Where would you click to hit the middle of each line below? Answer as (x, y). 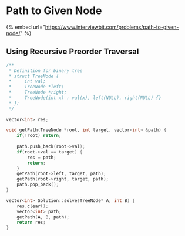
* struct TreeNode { (34, 76)
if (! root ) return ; (39, 136)
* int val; (27, 81)
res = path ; (42, 157)
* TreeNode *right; (38, 93)
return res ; (31, 223)
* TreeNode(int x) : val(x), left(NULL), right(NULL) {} (85, 98)
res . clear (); (33, 206)
